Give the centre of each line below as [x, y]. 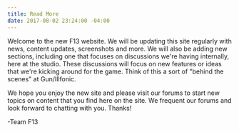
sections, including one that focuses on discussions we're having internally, [118, 56]
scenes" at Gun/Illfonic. [42, 78]
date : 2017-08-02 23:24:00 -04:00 [59, 21]
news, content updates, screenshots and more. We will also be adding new [117, 49]
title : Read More [33, 14]
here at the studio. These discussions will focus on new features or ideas [115, 64]
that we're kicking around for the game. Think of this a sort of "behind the [116, 71]
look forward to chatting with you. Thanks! [70, 108]
